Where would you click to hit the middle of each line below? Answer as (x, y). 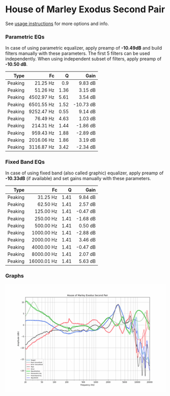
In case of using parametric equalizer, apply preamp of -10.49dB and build (84, 48)
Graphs (15, 276)
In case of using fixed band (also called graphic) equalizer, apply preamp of (84, 173)
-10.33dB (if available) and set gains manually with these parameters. (78, 179)
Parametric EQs (25, 37)
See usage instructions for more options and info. (57, 24)
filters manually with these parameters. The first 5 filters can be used (78, 53)
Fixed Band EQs (25, 162)
